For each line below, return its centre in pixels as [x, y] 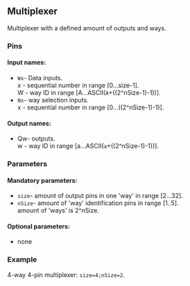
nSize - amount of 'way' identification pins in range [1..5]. [98, 203]
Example [22, 260]
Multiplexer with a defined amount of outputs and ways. [87, 28]
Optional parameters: [39, 226]
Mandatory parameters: [42, 180]
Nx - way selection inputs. [53, 100]
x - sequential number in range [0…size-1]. [78, 85]
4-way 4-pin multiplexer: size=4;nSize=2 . [66, 275]
